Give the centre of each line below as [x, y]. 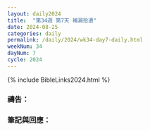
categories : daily [34, 33]
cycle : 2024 [25, 60]
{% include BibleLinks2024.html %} [59, 80]
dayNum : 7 [22, 54]
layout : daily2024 [34, 14]
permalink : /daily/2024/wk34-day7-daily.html [75, 40]
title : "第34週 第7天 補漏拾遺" [52, 20]
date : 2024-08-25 [33, 27]
